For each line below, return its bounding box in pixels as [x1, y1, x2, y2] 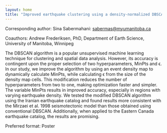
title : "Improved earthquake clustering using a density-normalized [5, 12, 150, 17]
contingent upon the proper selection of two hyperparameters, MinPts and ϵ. [5, 61, 162, 66]
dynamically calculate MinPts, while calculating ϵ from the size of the [5, 71, 146, 77]
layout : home [5, 7, 32, 12]
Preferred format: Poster [5, 123, 56, 129]
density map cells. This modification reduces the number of [5, 76, 128, 82]
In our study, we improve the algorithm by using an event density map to [5, 66, 153, 72]
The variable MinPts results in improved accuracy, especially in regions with [5, 87, 161, 93]
